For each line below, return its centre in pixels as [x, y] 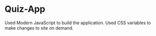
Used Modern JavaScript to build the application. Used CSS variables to [78, 23]
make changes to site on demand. [39, 28]
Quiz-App [25, 9]
